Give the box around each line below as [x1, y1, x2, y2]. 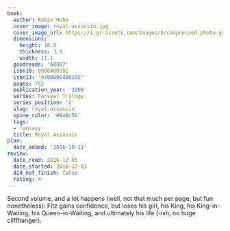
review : [7, 150, 29, 158]
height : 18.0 [19, 42, 57, 49]
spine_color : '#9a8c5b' [13, 112, 81, 119]
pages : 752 [13, 80, 44, 87]
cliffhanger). [7, 217, 42, 225]
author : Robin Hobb [13, 16, 69, 23]
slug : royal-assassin [13, 106, 75, 112]
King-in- [196, 202, 220, 210]
